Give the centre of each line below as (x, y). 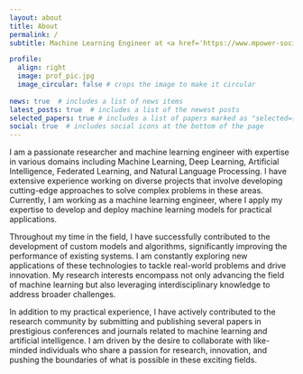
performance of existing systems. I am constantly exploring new (129, 256)
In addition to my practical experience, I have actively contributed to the (143, 312)
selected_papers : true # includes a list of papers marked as (129, 118)
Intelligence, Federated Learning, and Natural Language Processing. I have (148, 172)
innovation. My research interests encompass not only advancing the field (147, 276)
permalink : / (34, 34)
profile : (26, 60)
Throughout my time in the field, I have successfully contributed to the (140, 237)
